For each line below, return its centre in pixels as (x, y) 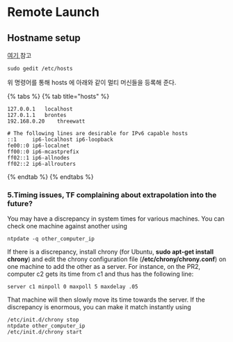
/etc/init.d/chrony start (45, 332)
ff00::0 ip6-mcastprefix (43, 152)
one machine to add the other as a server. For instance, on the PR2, (104, 267)
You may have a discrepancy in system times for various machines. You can (116, 219)
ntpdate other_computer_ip (46, 326)
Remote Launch (53, 12)
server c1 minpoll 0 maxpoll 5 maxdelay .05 (73, 287)
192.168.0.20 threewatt (46, 121)
